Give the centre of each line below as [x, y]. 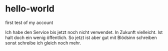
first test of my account [29, 22]
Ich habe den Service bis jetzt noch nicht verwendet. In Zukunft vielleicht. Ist [84, 32]
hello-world [30, 9]
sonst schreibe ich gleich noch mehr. [43, 42]
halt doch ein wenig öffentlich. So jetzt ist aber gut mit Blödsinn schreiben [81, 37]
